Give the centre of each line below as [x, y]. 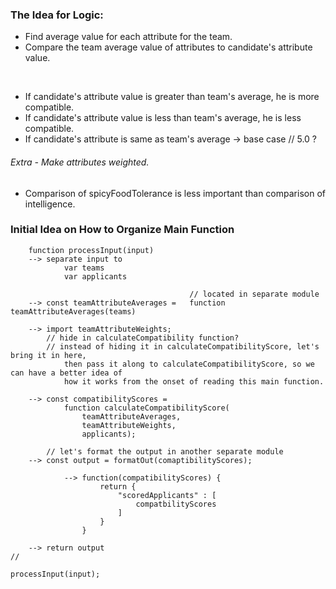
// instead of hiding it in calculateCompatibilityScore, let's [183, 346]
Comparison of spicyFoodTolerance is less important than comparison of [175, 193]
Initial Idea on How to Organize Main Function [122, 230]
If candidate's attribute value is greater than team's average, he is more [172, 97]
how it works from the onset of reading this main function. [194, 381]
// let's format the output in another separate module [165, 451]
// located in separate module [254, 294]
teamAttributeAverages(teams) [73, 311]
